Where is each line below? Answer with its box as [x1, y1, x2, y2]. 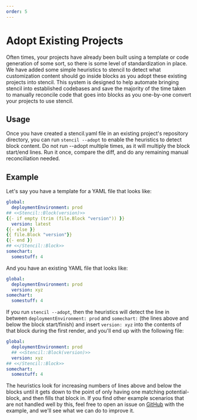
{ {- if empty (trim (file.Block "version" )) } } [6, 216, 125, 221]
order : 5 [6, 8, 28, 15]
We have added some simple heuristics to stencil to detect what [6, 66, 161, 73]
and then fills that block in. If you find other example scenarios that [22, 395, 184, 402]
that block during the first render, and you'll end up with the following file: [6, 328, 184, 335]
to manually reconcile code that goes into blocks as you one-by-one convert [6, 91, 192, 98]
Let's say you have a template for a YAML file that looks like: [6, 188, 152, 195]
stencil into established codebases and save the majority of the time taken [6, 85, 186, 92]
